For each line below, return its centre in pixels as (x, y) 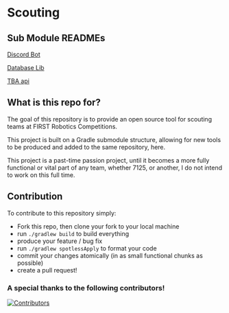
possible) (30, 263)
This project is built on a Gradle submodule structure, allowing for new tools (114, 139)
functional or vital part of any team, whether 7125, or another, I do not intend (115, 167)
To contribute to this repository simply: (62, 213)
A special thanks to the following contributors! (86, 288)
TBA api (18, 81)
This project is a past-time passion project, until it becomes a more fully (108, 160)
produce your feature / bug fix (60, 241)
